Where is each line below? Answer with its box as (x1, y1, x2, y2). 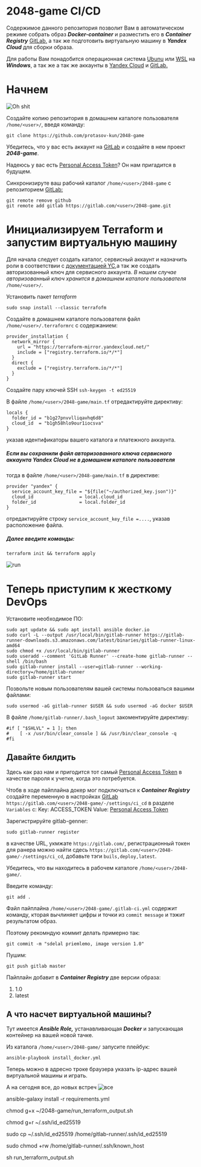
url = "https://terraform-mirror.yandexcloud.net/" (17, 344, 150, 350)
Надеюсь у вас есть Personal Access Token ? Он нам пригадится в (6, 161, 176, 169)
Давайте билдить (6, 752, 77, 762)
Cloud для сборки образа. (6, 43, 74, 51)
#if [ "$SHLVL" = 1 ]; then (6, 725, 77, 731)
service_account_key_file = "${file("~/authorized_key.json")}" (11, 488, 177, 495)
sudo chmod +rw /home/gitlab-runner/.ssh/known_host (6, 1142, 145, 1149)
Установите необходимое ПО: (6, 615, 83, 622)
